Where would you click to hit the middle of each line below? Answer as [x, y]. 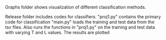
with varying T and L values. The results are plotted [57, 32]
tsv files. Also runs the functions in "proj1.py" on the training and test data [80, 27]
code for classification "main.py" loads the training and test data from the [80, 22]
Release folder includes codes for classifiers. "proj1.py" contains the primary [83, 17]
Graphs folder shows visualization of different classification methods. [76, 7]
